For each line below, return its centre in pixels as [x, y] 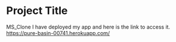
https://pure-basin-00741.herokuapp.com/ [58, 33]
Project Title [37, 11]
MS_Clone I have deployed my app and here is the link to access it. [88, 27]
